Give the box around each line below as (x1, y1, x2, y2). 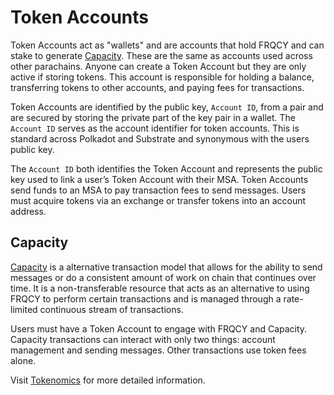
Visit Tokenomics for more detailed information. (10, 374, 206, 386)
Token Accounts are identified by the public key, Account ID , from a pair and (10, 101, 324, 113)
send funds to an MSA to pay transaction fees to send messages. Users (10, 184, 307, 196)
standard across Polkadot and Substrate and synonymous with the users (10, 132, 310, 145)
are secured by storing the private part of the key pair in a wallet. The (10, 111, 296, 123)
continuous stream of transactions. (39, 303, 184, 315)
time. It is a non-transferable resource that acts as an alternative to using (10, 282, 310, 294)
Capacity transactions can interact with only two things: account (10, 333, 276, 345)
